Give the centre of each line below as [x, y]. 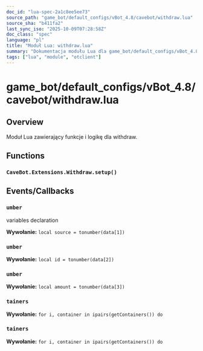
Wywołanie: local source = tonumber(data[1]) [66, 232]
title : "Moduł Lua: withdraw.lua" [50, 46]
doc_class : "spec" [29, 35]
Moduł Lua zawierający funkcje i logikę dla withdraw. [72, 136]
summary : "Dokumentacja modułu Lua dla [56, 52]
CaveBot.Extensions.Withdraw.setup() [62, 172]
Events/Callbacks [40, 191]
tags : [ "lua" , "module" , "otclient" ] [54, 57]
